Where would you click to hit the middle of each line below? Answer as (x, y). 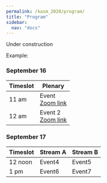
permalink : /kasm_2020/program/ (45, 11)
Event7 (82, 171)
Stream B (85, 152)
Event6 (50, 171)
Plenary (53, 86)
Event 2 (51, 112)
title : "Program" (27, 17)
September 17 (26, 137)
